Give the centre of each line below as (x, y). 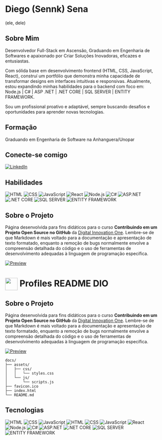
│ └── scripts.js (30, 382)
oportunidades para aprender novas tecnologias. (55, 112)
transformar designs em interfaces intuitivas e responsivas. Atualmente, (78, 81)
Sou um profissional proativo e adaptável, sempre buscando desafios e (78, 106)
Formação (21, 127)
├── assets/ (17, 365)
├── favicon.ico (22, 386)
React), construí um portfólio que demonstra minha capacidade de (73, 76)
